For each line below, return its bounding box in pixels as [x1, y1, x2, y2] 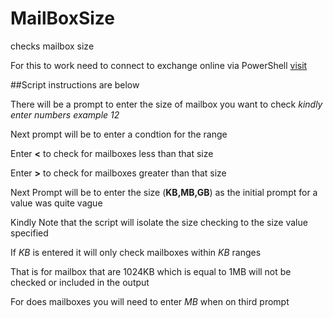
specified [10, 227, 49, 239]
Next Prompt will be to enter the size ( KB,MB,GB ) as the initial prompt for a [10, 186, 318, 198]
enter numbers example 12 [10, 108, 120, 121]
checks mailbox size [10, 40, 95, 52]
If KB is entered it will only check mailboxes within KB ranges [10, 246, 262, 258]
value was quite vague [10, 197, 103, 209]
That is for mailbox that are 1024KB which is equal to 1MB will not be [10, 265, 292, 277]
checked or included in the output [10, 276, 150, 288]
